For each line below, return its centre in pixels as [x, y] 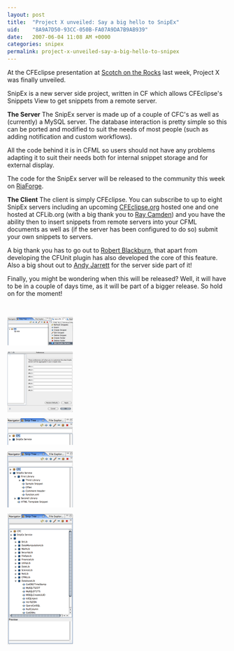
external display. [31, 165]
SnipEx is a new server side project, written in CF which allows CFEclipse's [115, 93]
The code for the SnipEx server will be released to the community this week [116, 179]
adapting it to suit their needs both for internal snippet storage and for [108, 158]
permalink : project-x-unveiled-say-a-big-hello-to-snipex [93, 52]
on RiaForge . [25, 186]
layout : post [26, 15]
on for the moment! [35, 293]
